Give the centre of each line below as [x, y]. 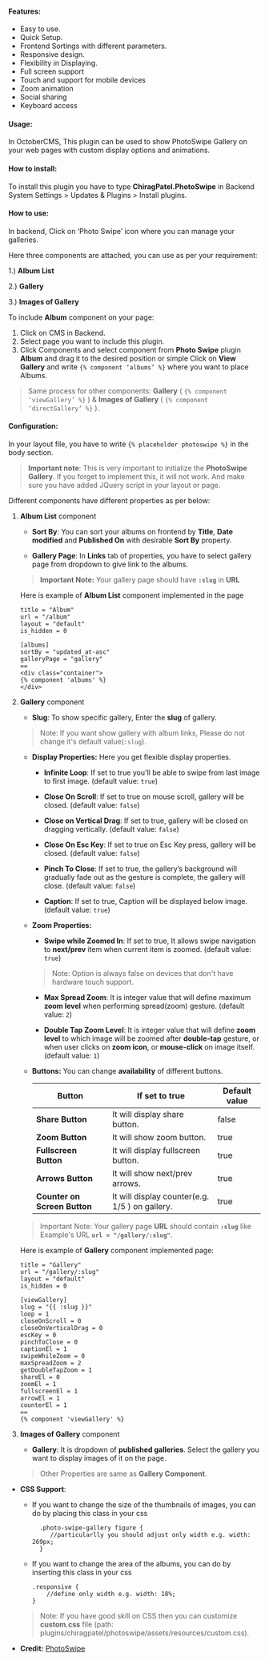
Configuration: [33, 426]
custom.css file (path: [76, 1625]
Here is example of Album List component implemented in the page [132, 595]
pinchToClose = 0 [49, 1342]
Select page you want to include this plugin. [92, 341]
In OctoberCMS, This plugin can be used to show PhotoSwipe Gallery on [128, 142]
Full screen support [52, 71]
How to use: [29, 213]
